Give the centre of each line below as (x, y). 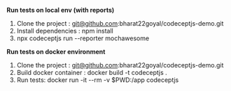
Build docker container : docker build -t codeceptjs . (92, 73)
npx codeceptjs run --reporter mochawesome (83, 38)
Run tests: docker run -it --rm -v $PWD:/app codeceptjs (98, 80)
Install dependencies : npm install (65, 31)
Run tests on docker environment (56, 52)
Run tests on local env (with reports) (61, 10)
